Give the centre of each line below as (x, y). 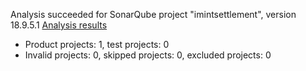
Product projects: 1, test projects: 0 (97, 44)
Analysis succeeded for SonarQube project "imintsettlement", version (153, 14)
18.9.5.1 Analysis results (59, 25)
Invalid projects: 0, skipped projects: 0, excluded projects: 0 (148, 55)
